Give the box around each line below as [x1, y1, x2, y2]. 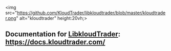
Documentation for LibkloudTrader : [5, 30, 121, 39]
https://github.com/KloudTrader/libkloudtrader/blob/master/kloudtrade [17, 10, 166, 16]
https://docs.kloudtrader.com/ [5, 38, 105, 46]
